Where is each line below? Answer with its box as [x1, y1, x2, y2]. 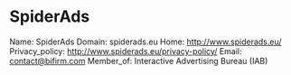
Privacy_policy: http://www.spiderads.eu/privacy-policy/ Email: [9, 45, 242, 56]
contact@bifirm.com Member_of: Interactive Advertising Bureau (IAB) [9, 55, 268, 66]
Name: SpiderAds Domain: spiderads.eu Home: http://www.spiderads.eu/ [9, 36, 282, 47]
